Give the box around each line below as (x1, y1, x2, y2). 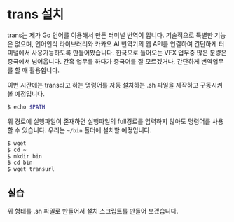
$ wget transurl (7, 166, 55, 173)
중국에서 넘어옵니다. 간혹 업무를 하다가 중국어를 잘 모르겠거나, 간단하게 (7, 57, 200, 65)
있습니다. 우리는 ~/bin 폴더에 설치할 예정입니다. (22, 125, 152, 134)
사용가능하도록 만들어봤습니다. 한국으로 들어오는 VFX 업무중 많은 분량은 (31, 48, 227, 57)
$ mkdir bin (7, 153, 42, 160)
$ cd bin (7, 159, 33, 167)
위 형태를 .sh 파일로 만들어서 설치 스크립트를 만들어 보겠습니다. (7, 207, 179, 215)
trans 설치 (7, 6, 64, 22)
